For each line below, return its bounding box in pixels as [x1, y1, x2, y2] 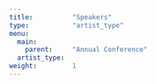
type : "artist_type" [9, 21, 124, 30]
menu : [9, 29, 29, 38]
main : [17, 37, 38, 46]
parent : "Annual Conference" [25, 45, 148, 54]
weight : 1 [9, 62, 77, 71]
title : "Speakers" [9, 12, 113, 22]
